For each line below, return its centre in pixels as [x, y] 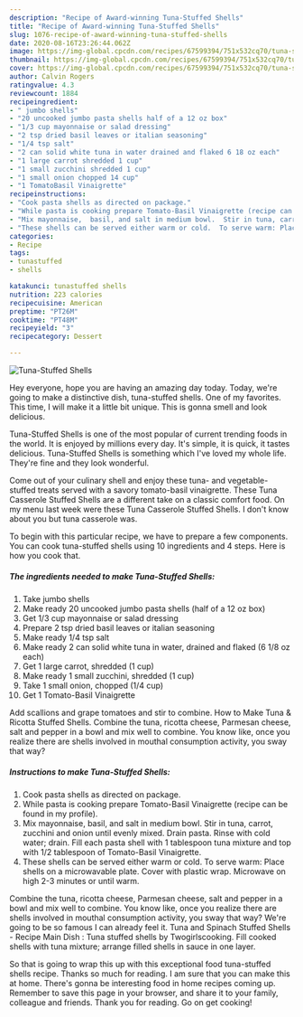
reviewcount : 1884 [44, 93]
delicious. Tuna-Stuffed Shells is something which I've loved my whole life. [148, 453]
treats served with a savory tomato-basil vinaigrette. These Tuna [157, 490]
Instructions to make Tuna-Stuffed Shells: [90, 772]
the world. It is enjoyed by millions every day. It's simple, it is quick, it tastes [150, 443]
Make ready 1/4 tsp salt [66, 637]
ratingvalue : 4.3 [42, 85]
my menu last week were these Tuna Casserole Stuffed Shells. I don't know [149, 509]
